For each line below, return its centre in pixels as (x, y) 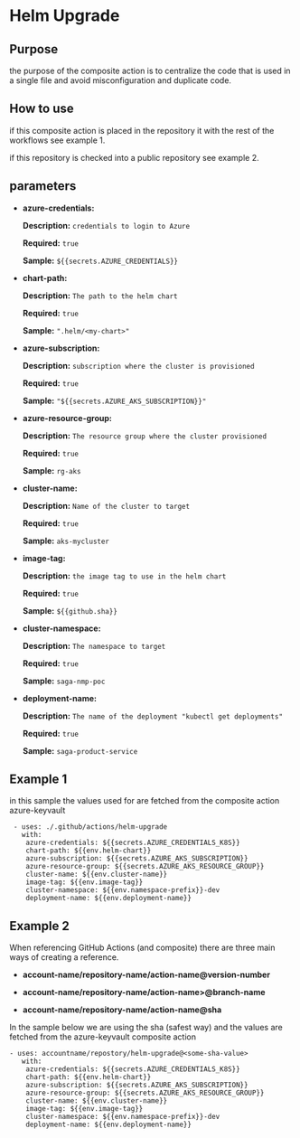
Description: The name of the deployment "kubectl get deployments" (152, 716)
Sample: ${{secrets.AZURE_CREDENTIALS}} (100, 260)
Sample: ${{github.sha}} (70, 610)
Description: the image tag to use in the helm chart (124, 576)
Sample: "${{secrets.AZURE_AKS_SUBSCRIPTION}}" (114, 400)
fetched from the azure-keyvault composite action (103, 1037)
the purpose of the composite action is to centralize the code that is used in (150, 71)
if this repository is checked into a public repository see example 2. (134, 157)
